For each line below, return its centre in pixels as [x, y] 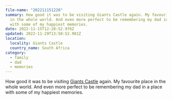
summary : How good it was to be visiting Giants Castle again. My [78, 15]
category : [16, 53]
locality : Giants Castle [36, 43]
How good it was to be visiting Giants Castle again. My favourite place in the [86, 82]
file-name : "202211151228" [34, 10]
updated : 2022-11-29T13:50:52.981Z [43, 34]
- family [19, 57]
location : [16, 39]
